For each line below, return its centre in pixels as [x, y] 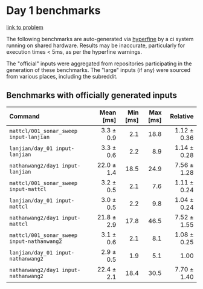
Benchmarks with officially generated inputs [92, 95]
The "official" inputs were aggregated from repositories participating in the [99, 63]
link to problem [25, 27]
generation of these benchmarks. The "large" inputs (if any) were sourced [98, 70]
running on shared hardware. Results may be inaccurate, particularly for [96, 45]
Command [25, 116]
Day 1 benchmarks [53, 11]
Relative [182, 116]
